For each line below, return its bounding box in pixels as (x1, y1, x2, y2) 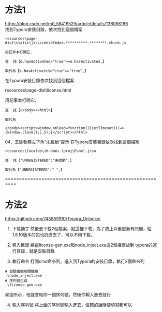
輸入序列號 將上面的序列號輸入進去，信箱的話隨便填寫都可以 (12, 302, 132, 308)
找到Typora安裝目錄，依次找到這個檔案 (5, 26, 83, 32)
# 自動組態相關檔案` (5, 269, 41, 274)
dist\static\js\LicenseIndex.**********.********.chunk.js (5, 40, 127, 45)
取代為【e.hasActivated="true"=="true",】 (5, 68, 88, 73)
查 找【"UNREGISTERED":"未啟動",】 (5, 158, 74, 163)
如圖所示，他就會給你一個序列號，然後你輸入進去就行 (5, 291, 111, 297)
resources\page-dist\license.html (5, 87, 72, 93)
